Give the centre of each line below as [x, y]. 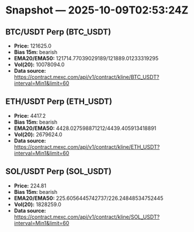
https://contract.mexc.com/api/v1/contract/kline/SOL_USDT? [87, 217]
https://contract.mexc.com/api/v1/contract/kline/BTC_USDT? [86, 77]
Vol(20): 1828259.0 [38, 204]
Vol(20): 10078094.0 [39, 64]
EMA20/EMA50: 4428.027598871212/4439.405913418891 [85, 128]
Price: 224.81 [30, 186]
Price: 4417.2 [30, 115]
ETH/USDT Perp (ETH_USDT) [59, 102]
